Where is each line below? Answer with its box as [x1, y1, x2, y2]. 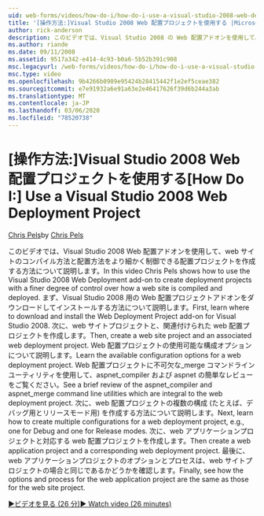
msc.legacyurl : [8, 63, 58, 71]
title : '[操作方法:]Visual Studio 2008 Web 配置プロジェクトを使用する [8, 19, 228, 27]
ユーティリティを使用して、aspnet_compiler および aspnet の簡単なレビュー [8, 369, 254, 379]
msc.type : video [8, 70, 61, 78]
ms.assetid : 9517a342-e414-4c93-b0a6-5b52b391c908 [8, 56, 178, 64]
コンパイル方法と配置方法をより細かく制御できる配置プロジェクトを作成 [21, 256, 256, 265]
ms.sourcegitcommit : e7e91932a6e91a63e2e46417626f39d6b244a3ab [8, 84, 220, 93]
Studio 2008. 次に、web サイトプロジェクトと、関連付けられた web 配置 [8, 321, 244, 330]
